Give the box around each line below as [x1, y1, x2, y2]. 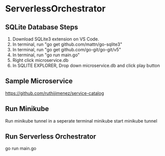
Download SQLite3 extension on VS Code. [12, 36, 99, 42]
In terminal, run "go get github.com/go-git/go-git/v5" [12, 47, 121, 52]
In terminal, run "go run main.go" [12, 52, 80, 58]
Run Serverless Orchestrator [5, 133, 96, 141]
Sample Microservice [5, 77, 73, 85]
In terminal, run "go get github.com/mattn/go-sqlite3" [12, 41, 123, 47]
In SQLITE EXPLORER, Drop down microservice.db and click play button [12, 63, 161, 68]
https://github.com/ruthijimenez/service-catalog [5, 90, 104, 96]
